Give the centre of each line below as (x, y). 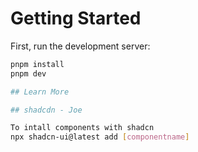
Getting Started (76, 18)
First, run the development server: (80, 46)
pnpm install (37, 64)
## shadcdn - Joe (46, 110)
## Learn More (40, 92)
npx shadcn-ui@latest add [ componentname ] (100, 137)
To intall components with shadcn (82, 128)
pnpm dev (28, 73)
